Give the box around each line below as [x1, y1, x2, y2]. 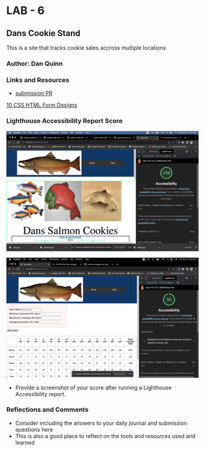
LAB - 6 [6, 4, 45, 18]
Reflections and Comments [6, 405, 89, 414]
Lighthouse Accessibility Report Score [6, 117, 123, 125]
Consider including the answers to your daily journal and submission [15, 419, 187, 427]
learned [15, 439, 35, 446]
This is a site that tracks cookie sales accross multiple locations [6, 44, 166, 51]
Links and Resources [6, 76, 70, 84]
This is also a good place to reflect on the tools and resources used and [15, 432, 196, 439]
